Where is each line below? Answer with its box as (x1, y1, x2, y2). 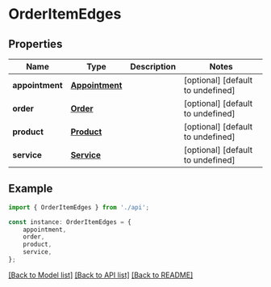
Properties (8, 37, 63, 51)
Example (8, 182, 53, 196)
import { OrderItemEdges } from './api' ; (8, 203, 150, 211)
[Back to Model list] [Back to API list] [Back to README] (8, 270, 194, 280)
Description (130, 61, 176, 72)
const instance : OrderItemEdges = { (8, 217, 131, 226)
